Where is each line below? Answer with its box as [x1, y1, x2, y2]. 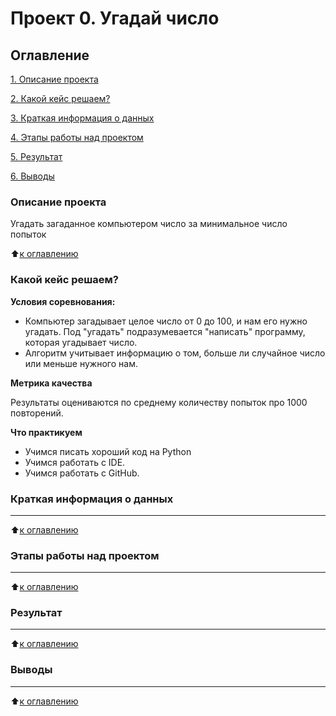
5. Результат [10, 151, 63, 162]
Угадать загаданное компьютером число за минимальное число [10, 218, 288, 230]
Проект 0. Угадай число [10, 7, 220, 30]
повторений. [10, 407, 64, 419]
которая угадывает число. [24, 336, 138, 348]
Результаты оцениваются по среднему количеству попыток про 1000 [10, 396, 308, 408]
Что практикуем [10, 426, 83, 438]
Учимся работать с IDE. [24, 456, 126, 468]
